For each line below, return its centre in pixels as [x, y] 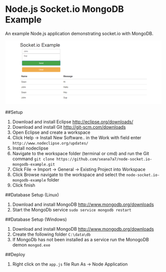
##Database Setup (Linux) [32, 194]
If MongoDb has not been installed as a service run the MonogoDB [81, 239]
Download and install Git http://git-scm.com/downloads [69, 127]
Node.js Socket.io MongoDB [65, 9]
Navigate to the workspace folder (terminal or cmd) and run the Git [81, 153]
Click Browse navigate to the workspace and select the [69, 175]
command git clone [33, 159]
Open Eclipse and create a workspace [51, 132]
